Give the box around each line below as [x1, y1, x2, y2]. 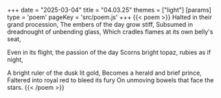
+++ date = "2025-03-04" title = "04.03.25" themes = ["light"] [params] [7, 6, 211, 14]
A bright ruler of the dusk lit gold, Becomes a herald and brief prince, [7, 69, 202, 77]
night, [7, 56, 24, 64]
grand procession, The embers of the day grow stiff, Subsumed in [7, 21, 194, 28]
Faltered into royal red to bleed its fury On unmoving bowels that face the [7, 76, 214, 84]
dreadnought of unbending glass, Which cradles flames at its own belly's [7, 27, 213, 36]
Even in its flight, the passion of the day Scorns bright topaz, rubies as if [7, 48, 211, 56]
